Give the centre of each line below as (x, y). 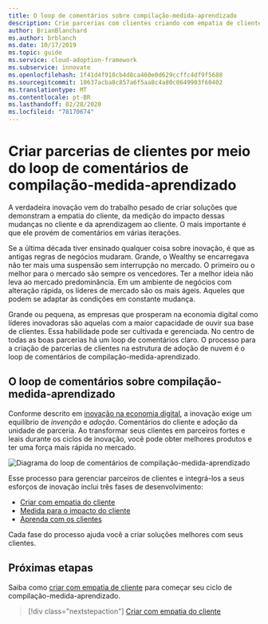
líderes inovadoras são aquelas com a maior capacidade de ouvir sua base (131, 323)
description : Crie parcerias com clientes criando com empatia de (121, 23)
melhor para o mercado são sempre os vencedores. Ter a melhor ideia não (131, 273)
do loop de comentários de (99, 169)
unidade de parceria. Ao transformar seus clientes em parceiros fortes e (127, 430)
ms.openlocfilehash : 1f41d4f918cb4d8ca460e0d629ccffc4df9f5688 (116, 75)
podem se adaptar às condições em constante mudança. (102, 299)
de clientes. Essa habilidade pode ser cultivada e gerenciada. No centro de (132, 331)
